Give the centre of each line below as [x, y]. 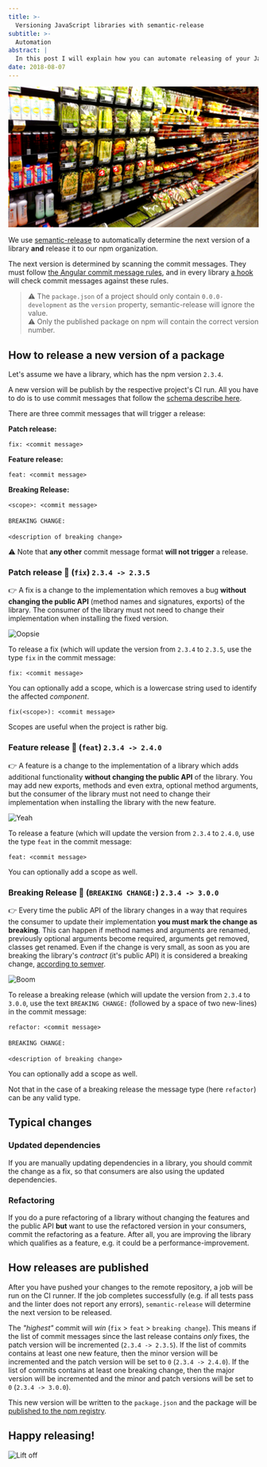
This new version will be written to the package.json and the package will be [133, 1402]
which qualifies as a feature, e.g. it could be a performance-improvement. [129, 1243]
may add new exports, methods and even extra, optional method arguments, [133, 785]
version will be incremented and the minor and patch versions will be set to [131, 1378]
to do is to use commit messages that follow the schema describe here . [125, 399]
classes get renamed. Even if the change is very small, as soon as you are [129, 948]
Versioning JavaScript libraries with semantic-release [110, 25]
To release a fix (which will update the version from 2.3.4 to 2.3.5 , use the [130, 649]
